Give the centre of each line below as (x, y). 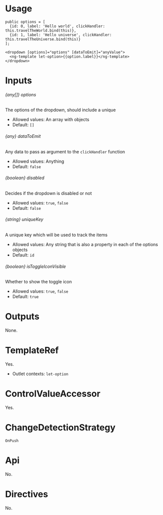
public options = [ (25, 22)
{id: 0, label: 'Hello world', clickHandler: (57, 26)
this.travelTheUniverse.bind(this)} (43, 39)
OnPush (12, 441)
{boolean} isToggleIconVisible (35, 266)
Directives (27, 494)
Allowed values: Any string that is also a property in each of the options (85, 244)
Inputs (19, 81)
